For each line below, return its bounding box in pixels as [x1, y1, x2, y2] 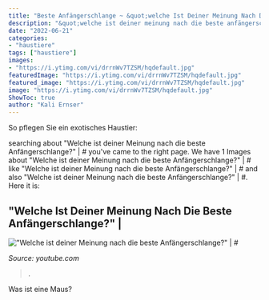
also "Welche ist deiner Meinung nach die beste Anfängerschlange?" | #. [8, 173, 248, 182]
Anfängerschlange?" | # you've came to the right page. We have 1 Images [8, 147, 251, 157]
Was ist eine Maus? [8, 284, 72, 294]
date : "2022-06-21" [8, 26, 74, 34]
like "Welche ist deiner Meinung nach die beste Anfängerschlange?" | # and [8, 164, 259, 174]
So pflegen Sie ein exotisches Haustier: [8, 123, 138, 133]
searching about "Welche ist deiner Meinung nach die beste [8, 138, 206, 148]
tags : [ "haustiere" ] [8, 49, 78, 57]
